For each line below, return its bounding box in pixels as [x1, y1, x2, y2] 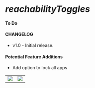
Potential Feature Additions [5, 53, 63, 60]
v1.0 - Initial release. [12, 42, 54, 48]
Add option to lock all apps [12, 65, 68, 71]
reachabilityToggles [5, 3, 91, 15]
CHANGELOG [5, 31, 33, 38]
